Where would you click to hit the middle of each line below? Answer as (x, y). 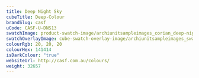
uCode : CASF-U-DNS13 (32, 28)
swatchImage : (22, 33)
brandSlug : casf (26, 22)
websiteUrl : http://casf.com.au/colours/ (58, 60)
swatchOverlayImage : (32, 39)
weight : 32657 (24, 66)
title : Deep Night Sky (34, 11)
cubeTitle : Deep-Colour (36, 17)
